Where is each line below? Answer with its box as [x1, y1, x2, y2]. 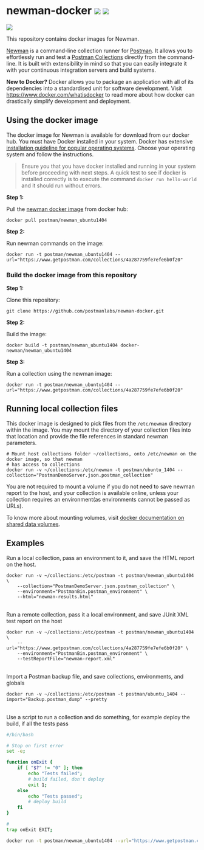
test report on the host [6, 617, 63, 624]
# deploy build [28, 799, 67, 805]
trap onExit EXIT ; [6, 826, 53, 833]
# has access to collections [6, 461, 80, 468]
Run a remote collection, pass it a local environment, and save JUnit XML [6, 610, 189, 618]
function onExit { [6, 759, 53, 765]
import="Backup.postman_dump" [6, 696, 83, 702]
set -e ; [6, 748, 26, 755]
